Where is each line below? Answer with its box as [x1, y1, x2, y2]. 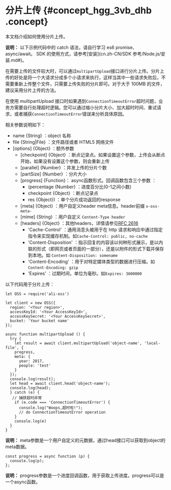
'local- [144, 341, 160, 346]
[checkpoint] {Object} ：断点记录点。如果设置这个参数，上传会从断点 [20, 151, 165, 158]
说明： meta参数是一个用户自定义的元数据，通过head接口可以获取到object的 [5, 437, 165, 443]
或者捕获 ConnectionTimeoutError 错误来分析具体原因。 [14, 110, 127, 117]
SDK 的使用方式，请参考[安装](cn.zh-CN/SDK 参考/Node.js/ [36, 51, 161, 57]
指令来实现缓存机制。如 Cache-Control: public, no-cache [27, 233, 148, 239]
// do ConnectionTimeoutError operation [18, 410, 106, 415]
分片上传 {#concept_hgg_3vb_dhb [5, 5, 152, 16]
